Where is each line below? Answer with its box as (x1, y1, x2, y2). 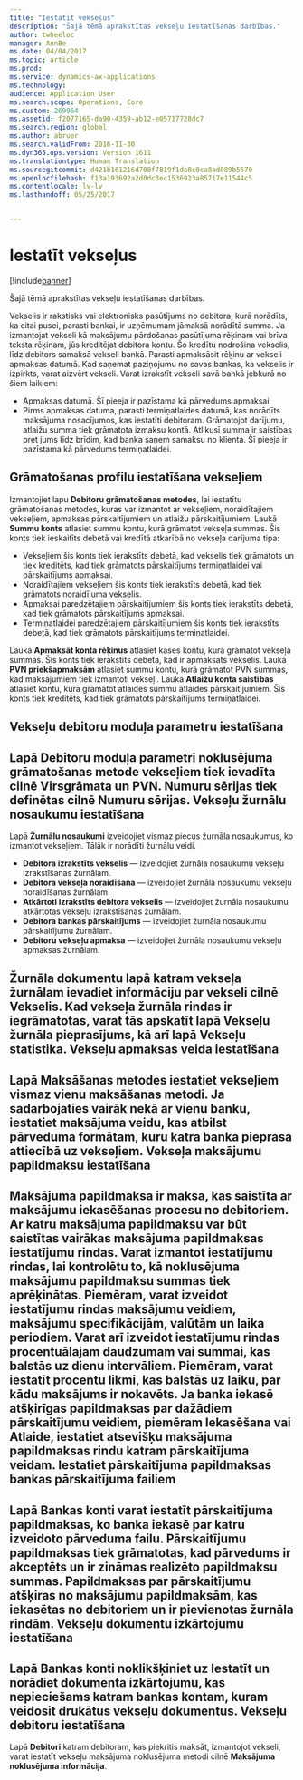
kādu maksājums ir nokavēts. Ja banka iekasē (9, 1386, 274, 1402)
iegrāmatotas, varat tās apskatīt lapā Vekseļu (9, 1013, 270, 1029)
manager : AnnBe (9, 38, 67, 48)
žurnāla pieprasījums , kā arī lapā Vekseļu (9, 1027, 247, 1043)
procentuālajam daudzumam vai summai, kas (9, 1344, 271, 1360)
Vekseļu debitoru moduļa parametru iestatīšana (9, 719, 284, 734)
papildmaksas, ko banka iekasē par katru (9, 1516, 246, 1532)
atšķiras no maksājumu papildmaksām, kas (9, 1588, 258, 1603)
